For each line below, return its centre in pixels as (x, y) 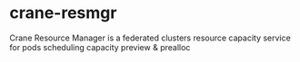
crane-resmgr (63, 13)
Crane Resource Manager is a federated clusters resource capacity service (150, 38)
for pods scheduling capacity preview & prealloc (100, 47)
